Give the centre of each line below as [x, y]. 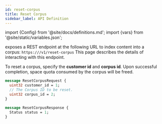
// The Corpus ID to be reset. [41, 90]
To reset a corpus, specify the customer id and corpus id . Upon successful [81, 67]
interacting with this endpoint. [35, 57]
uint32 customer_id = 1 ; [35, 86]
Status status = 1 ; [29, 112]
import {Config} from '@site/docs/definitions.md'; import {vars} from [74, 33]
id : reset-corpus [23, 9]
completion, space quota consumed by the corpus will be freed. [69, 72]
